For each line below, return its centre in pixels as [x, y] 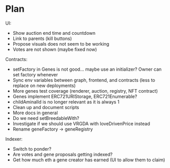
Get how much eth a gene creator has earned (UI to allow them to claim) [89, 160]
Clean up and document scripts [46, 107]
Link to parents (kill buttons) [42, 38]
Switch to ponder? [32, 149]
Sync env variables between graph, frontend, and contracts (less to [84, 80]
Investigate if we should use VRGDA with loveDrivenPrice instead [81, 123]
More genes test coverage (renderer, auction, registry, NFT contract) [85, 91]
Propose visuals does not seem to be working [61, 44]
